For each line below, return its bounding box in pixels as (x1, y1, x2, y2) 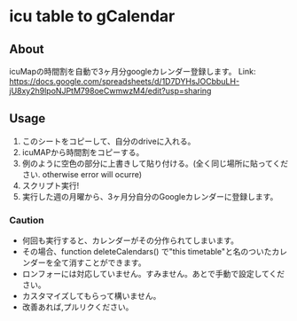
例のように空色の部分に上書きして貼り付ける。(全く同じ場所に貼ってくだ (21, 158, 289, 168)
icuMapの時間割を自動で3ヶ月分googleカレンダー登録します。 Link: (9, 67, 256, 76)
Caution (9, 214, 44, 226)
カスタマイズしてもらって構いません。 (21, 291, 161, 301)
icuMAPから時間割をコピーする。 (21, 146, 145, 157)
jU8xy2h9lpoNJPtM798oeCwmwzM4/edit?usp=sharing (9, 86, 212, 96)
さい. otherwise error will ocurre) (21, 168, 143, 179)
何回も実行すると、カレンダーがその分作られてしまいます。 (21, 235, 239, 246)
